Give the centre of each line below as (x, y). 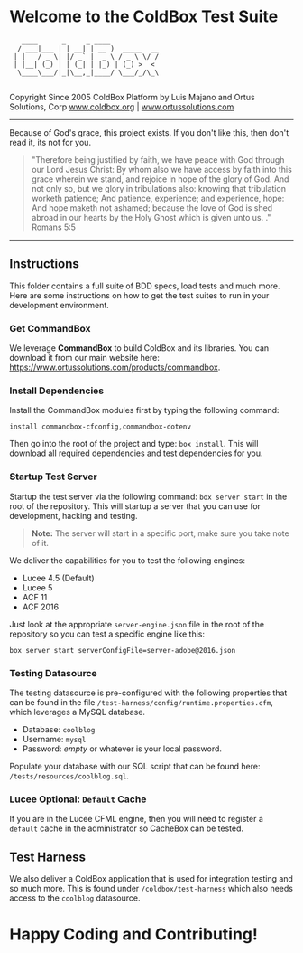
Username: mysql (54, 739)
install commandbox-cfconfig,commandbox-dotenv (101, 427)
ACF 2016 (41, 607)
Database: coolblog (59, 729)
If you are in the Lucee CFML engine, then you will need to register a (137, 819)
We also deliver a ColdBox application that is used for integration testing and (151, 879)
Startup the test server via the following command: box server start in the (148, 496)
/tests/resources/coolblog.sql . (69, 776)
